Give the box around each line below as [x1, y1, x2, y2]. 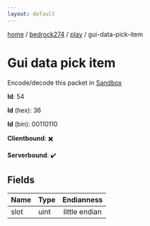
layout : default [7, 10, 55, 18]
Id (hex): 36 [7, 106, 41, 114]
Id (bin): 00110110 [7, 119, 58, 128]
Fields [7, 173, 35, 185]
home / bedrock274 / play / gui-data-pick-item [7, 30, 144, 38]
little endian [63, 207, 103, 217]
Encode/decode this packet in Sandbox [7, 78, 122, 87]
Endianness [62, 195, 103, 205]
